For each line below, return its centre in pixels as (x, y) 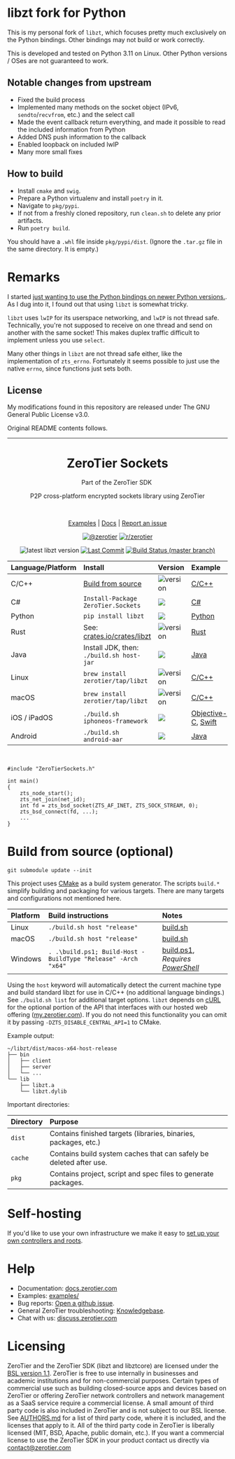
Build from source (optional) (90, 852)
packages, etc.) (75, 1142)
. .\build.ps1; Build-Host (93, 952)
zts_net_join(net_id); (53, 800)
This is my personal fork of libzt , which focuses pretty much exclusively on (117, 32)
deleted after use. (78, 1163)
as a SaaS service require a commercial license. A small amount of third (111, 1403)
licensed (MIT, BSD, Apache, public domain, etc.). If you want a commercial (116, 1433)
